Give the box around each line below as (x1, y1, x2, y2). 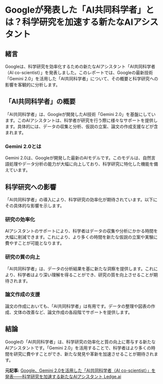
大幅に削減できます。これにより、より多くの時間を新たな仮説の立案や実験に (5, 234, 158, 240)
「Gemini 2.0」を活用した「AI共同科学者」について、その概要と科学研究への (5, 76, 159, 81)
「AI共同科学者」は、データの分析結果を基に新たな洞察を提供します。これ (5, 266, 154, 271)
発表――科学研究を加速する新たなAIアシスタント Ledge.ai (5, 373, 122, 379)
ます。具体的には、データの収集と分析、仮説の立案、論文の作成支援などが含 (5, 123, 158, 129)
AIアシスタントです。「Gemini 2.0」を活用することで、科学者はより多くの (5, 345, 152, 351)
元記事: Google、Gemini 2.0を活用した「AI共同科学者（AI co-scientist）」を (5, 367, 156, 373)
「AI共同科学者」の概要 (5, 97, 76, 106)
